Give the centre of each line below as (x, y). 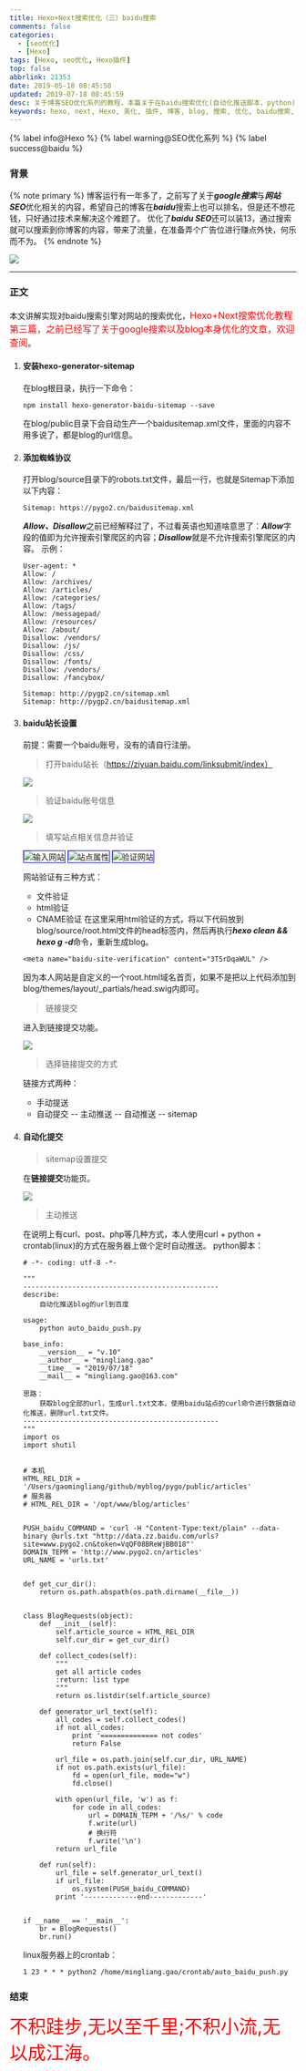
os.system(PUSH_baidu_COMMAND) (131, 1889)
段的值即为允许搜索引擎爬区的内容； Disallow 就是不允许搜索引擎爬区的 (155, 538)
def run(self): (68, 1865)
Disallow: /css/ (53, 654)
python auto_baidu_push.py (91, 1328)
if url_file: (80, 1880)
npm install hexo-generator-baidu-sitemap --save (119, 406)
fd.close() (92, 1783)
